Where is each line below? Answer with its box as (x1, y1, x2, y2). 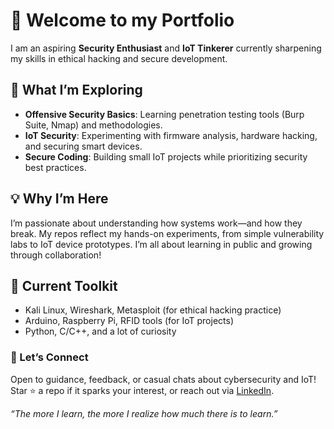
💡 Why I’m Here (10, 190, 109, 208)
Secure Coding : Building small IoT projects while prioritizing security (24, 150, 308, 163)
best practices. (24, 161, 87, 173)
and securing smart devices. (24, 140, 143, 152)
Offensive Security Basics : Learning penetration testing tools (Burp (24, 108, 305, 120)
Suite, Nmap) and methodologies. (24, 119, 163, 131)
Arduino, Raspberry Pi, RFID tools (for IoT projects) (24, 315, 234, 327)
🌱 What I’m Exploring (10, 82, 143, 99)
